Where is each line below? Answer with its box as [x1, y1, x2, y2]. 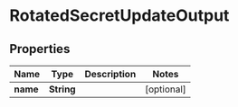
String [48, 83, 76, 95]
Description [84, 68, 137, 80]
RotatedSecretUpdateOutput [9, 5, 230, 26]
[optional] [144, 83, 187, 95]
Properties [9, 41, 71, 57]
